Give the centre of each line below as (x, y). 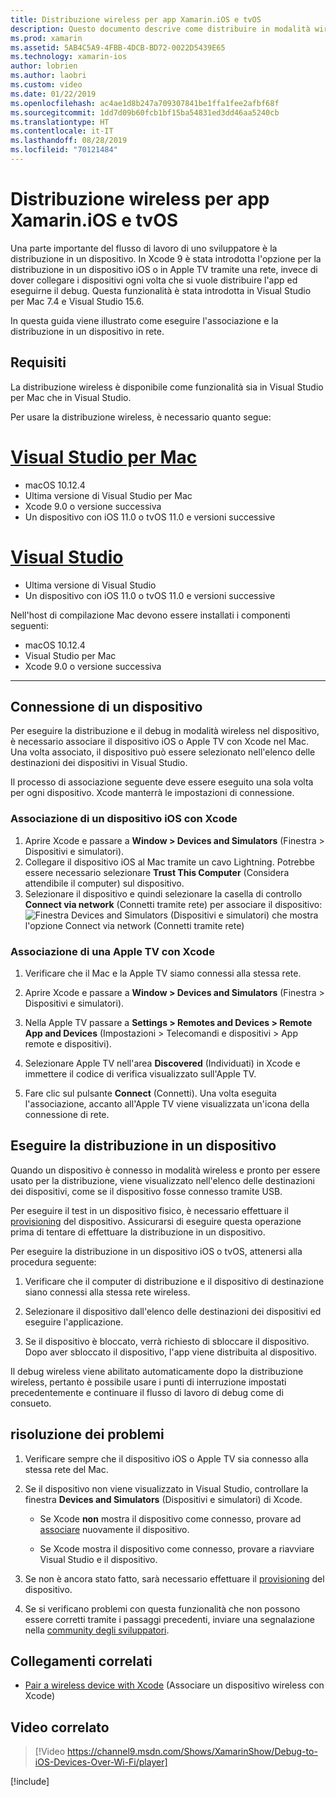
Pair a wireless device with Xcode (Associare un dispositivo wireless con (174, 1685)
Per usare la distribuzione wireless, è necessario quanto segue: (141, 417)
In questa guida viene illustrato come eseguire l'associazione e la (144, 320)
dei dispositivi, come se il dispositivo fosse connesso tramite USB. (146, 1191)
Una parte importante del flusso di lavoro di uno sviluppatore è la (144, 248)
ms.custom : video (46, 85)
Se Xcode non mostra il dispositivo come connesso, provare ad (170, 1518)
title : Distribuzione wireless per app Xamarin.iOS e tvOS (136, 19)
